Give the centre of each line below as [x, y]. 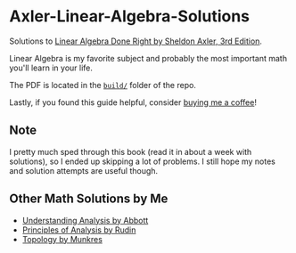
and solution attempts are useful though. [84, 170]
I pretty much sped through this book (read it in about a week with [131, 151]
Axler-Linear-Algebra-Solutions [130, 16]
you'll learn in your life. [51, 68]
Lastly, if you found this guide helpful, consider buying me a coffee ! [133, 102]
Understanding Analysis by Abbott [85, 220]
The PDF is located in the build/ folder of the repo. [103, 85]
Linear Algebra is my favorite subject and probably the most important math [148, 58]
